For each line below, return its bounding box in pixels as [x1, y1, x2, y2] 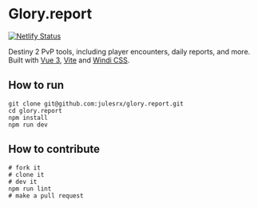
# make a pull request [8, 191, 84, 200]
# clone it [8, 170, 45, 178]
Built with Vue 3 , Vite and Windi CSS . [8, 55, 130, 65]
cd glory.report [8, 106, 62, 114]
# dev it [8, 178, 38, 186]
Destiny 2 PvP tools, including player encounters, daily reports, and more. [8, 46, 251, 56]
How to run [8, 78, 65, 92]
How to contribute [8, 142, 101, 156]
